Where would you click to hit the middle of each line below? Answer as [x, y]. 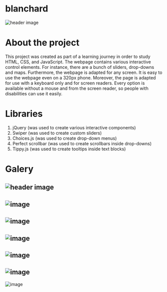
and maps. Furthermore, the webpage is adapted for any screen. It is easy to [84, 72]
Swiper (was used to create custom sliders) [57, 133]
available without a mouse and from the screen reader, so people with [77, 88]
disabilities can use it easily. [34, 93]
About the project [42, 43]
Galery [19, 169]
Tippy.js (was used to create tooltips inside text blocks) [69, 149]
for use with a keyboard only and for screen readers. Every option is [75, 83]
